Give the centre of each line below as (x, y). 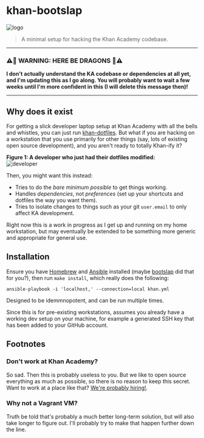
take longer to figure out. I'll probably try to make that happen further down (100, 423)
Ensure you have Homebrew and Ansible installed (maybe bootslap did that (100, 272)
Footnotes (26, 344)
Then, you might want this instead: (49, 176)
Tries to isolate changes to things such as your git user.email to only (101, 207)
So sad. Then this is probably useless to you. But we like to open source (96, 375)
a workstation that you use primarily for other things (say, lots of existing (97, 139)
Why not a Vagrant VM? (42, 403)
